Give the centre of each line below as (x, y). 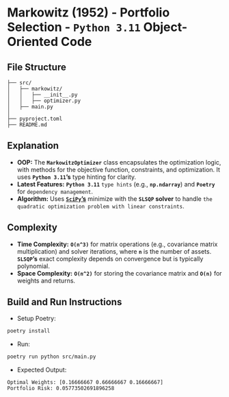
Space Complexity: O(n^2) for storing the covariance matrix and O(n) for (119, 273)
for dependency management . (55, 191)
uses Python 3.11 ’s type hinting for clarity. (77, 177)
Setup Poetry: (36, 318)
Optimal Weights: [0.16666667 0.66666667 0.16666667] (85, 383)
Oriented (33, 42)
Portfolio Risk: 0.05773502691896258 (61, 389)
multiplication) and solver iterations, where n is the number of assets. (114, 251)
